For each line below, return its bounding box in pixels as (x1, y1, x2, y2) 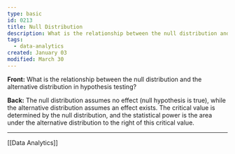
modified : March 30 (7, 56, 64, 63)
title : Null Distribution (7, 23, 83, 30)
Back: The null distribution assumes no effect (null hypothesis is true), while (7, 96, 226, 104)
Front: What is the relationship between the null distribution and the (7, 75, 202, 83)
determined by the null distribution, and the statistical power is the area (7, 111, 213, 119)
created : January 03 (7, 50, 68, 57)
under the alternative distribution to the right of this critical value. (7, 118, 194, 127)
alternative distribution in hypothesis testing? (7, 82, 137, 91)
